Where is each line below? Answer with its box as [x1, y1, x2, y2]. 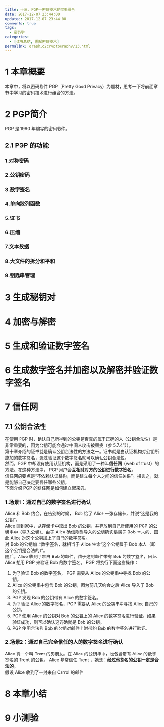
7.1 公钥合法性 [5, 422, 46, 431]
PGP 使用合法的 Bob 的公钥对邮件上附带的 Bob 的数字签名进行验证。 [12, 625, 150, 631]
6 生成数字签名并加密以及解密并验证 [5, 364, 150, 376]
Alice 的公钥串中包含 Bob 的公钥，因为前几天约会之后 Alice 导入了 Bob [12, 582, 154, 588]
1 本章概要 [5, 66, 45, 77]
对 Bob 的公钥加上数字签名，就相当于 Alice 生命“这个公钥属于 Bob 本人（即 [5, 541, 156, 547]
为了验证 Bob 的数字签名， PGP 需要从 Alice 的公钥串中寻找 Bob [12, 570, 141, 576]
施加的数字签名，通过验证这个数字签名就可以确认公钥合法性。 [5, 454, 129, 460]
